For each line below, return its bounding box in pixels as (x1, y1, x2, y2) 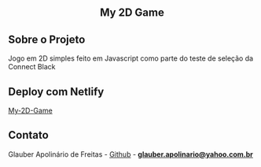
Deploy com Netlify (8, 85, 105, 98)
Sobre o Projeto (8, 32, 86, 46)
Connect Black (8, 62, 56, 72)
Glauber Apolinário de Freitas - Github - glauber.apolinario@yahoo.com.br (8, 149, 254, 159)
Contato (8, 128, 49, 142)
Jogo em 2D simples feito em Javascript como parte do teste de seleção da (8, 54, 254, 63)
